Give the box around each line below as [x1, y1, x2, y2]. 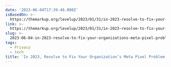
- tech [10, 49, 24, 54]
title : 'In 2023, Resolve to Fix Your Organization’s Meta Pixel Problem [5, 54, 165, 59]
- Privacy [10, 45, 31, 50]
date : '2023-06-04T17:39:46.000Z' [5, 7, 79, 13]
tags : [5, 40, 17, 45]
